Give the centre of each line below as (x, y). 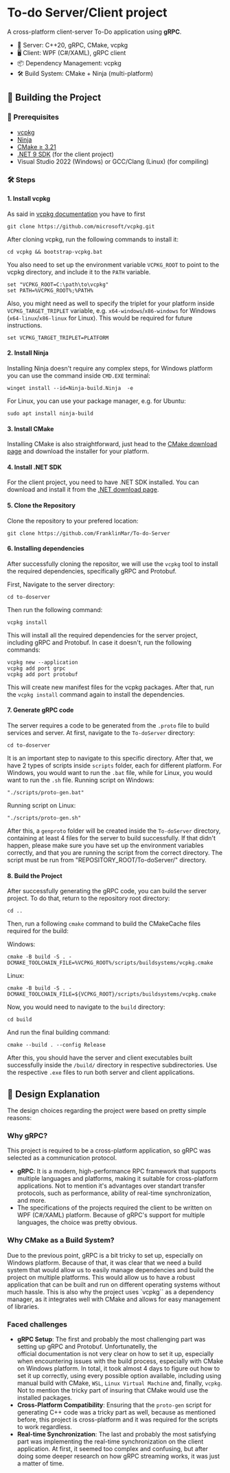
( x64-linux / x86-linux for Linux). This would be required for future (100, 318)
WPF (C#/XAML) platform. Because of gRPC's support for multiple (111, 1215)
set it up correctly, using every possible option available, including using (119, 1375)
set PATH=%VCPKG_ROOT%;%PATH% (50, 290)
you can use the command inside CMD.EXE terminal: (79, 375)
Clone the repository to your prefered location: (73, 521)
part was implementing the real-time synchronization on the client (110, 1441)
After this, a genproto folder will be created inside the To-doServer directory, (114, 831)
